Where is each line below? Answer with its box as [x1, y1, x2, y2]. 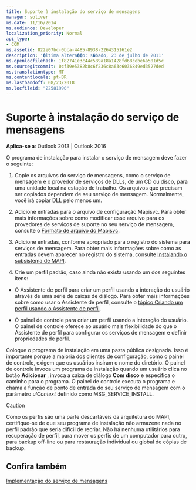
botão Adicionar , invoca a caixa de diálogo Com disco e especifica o [6, 372, 175, 379]
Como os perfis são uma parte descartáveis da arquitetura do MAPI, [6, 413, 171, 420]
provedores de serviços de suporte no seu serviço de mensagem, [14, 220, 174, 227]
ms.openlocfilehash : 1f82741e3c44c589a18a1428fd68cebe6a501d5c [6, 58, 164, 64]
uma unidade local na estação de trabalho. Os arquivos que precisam [14, 184, 183, 191]
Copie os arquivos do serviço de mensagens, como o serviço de [14, 171, 171, 178]
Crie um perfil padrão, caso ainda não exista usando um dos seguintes [14, 269, 186, 276]
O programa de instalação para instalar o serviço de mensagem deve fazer [6, 154, 187, 161]
